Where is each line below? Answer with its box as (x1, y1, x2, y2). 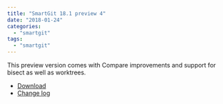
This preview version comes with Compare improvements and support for (7, 61, 216, 69)
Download (17, 82, 47, 90)
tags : (7, 36, 23, 43)
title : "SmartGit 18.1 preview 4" (7, 10, 107, 17)
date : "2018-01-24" (7, 17, 63, 23)
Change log (17, 89, 50, 97)
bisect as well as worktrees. (7, 68, 86, 76)
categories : (7, 23, 41, 30)
